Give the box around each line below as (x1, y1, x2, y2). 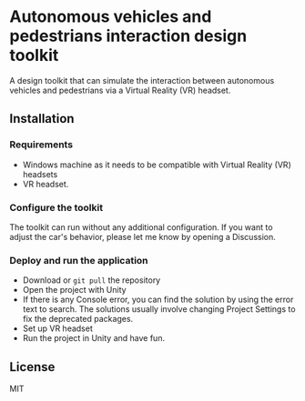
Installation (9, 111, 75, 126)
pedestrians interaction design (9, 25, 248, 46)
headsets (22, 168, 58, 179)
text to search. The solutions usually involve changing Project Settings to (22, 304, 296, 315)
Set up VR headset (22, 323, 93, 334)
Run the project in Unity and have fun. (22, 333, 166, 344)
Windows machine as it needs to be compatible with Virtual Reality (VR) (22, 159, 291, 170)
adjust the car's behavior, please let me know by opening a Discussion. (9, 231, 276, 242)
